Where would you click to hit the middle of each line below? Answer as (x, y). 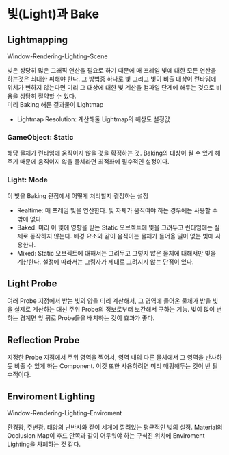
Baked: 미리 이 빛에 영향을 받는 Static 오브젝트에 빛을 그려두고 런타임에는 (115, 227)
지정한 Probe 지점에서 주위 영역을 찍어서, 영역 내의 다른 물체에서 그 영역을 (105, 358)
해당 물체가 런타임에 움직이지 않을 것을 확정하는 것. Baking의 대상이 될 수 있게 (110, 153)
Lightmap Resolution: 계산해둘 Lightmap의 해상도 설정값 (94, 119)
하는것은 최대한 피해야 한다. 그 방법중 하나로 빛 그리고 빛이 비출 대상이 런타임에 (112, 79)
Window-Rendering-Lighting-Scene (57, 56)
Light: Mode (27, 180)
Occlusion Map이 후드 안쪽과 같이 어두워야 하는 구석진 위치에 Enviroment (106, 436)
